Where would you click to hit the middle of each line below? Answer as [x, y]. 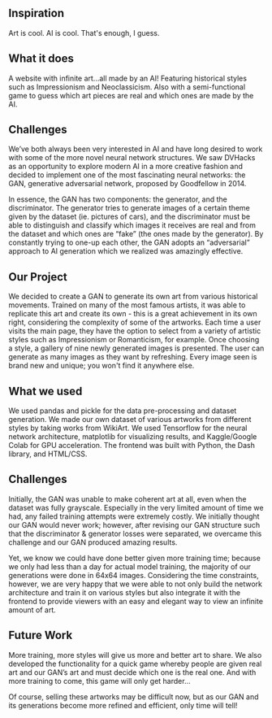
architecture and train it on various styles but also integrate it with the [125, 592]
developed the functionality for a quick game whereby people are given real [135, 664]
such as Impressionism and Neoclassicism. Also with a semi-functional [127, 87]
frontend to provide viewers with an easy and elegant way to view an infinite [136, 601]
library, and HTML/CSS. [48, 454]
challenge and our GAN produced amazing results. [93, 542]
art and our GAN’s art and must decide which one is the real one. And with [132, 672]
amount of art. [32, 610]
